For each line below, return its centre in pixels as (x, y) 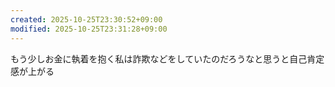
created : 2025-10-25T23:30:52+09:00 (86, 19)
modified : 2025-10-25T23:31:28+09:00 (89, 29)
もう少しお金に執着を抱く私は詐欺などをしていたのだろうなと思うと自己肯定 (167, 58)
